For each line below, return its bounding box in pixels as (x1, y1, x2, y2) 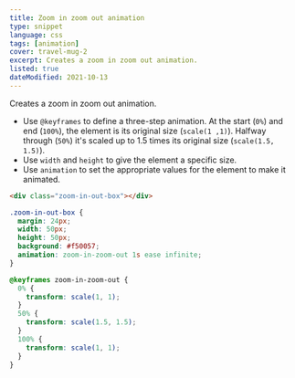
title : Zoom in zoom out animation (9, 13, 145, 23)
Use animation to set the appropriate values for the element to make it (22, 163, 286, 174)
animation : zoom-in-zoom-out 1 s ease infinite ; (17, 250, 203, 259)
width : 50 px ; (17, 225, 68, 234)
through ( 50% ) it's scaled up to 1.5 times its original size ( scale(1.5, (22, 134, 275, 146)
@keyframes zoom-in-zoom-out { (9, 275, 129, 284)
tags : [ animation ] (9, 38, 79, 48)
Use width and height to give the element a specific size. (22, 154, 237, 165)
